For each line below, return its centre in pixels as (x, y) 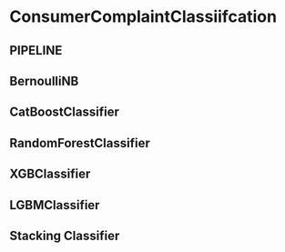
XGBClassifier (50, 174)
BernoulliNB (44, 81)
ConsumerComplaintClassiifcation (143, 17)
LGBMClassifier (55, 205)
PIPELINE (36, 50)
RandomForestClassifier (80, 143)
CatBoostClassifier (65, 112)
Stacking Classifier (65, 235)
